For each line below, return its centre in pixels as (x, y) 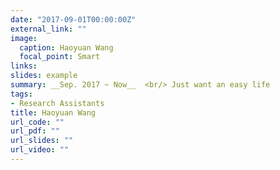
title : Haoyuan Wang (53, 112)
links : (24, 66)
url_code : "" (37, 122)
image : (24, 38)
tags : (21, 94)
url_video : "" (40, 150)
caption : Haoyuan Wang (66, 47)
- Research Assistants (57, 103)
